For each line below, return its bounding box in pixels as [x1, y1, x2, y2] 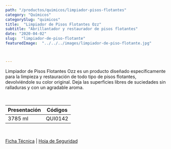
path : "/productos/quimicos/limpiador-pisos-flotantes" [5, 7, 127, 13]
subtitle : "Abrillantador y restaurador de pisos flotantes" [5, 27, 138, 32]
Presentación [8, 106, 41, 113]
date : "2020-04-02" [5, 31, 47, 36]
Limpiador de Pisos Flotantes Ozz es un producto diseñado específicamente [5, 68, 166, 74]
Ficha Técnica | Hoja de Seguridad [5, 138, 78, 144]
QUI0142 [45, 115, 69, 122]
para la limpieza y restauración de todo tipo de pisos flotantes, [5, 73, 137, 80]
